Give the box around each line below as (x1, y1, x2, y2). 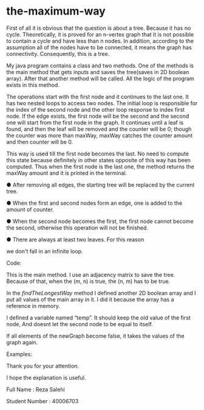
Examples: (6, 350, 32, 358)
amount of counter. (6, 205, 55, 213)
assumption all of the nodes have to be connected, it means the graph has (6, 44, 192, 51)
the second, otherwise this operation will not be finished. (6, 224, 149, 231)
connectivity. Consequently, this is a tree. (6, 50, 110, 57)
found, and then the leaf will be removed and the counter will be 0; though (6, 125, 192, 132)
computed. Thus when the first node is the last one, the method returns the (6, 163, 194, 170)
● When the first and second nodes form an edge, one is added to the (6, 199, 183, 207)
